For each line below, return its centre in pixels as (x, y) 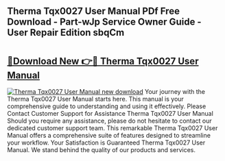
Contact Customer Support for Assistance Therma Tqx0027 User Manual (110, 113)
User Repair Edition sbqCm (66, 33)
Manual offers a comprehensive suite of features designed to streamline (109, 135)
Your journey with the (175, 91)
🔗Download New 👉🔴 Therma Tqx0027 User (103, 61)
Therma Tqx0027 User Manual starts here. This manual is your (95, 99)
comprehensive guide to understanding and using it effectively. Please (107, 106)
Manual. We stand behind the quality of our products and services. (101, 150)
